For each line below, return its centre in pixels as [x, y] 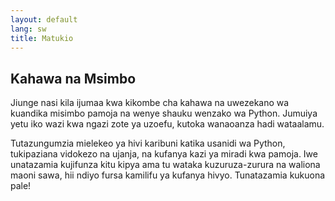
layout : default [44, 19]
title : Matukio [42, 38]
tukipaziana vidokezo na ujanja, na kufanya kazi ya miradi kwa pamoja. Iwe [164, 154]
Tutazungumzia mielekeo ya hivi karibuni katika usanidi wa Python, [148, 143]
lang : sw [28, 29]
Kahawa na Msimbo [73, 78]
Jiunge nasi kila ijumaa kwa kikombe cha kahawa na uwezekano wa [150, 103]
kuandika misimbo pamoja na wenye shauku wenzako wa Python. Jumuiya [164, 113]
